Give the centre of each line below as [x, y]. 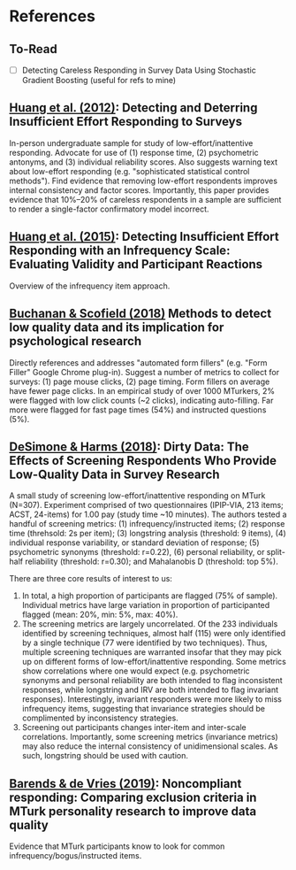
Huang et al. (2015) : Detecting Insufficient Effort [144, 237]
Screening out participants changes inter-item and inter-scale [134, 728]
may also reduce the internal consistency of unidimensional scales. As [150, 746]
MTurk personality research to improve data [133, 811]
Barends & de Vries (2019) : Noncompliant [125, 784]
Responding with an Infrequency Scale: [120, 251]
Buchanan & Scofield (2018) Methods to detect [140, 314]
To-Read [33, 49]
